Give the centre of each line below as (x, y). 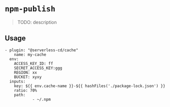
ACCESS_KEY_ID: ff (34, 63)
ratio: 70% (26, 90)
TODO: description (37, 22)
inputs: (18, 81)
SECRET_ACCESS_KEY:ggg (38, 68)
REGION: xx (26, 72)
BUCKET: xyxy (28, 77)
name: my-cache (30, 55)
